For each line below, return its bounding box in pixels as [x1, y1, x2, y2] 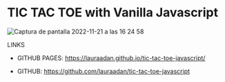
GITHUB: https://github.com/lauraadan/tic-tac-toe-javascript [17, 67, 190, 75]
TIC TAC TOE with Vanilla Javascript [7, 5, 219, 20]
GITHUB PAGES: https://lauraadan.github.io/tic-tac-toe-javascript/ [17, 53, 206, 62]
